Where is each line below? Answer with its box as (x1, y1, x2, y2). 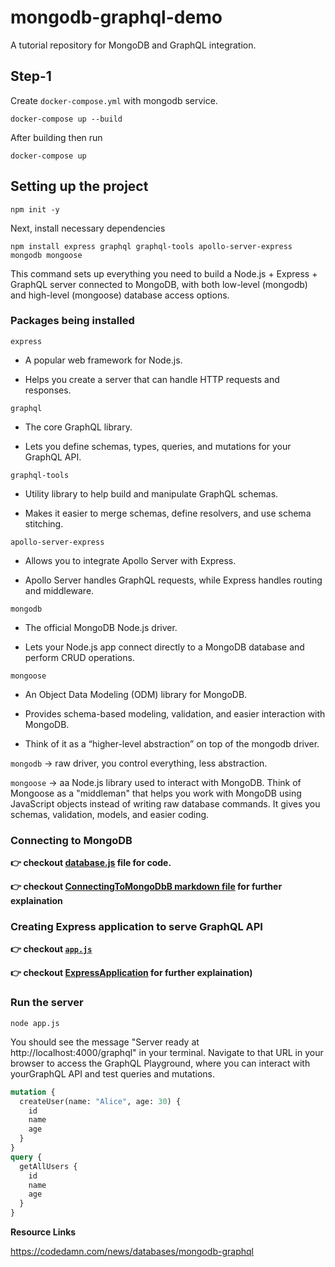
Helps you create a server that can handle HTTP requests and (24, 373, 280, 385)
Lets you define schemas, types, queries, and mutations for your (24, 440, 292, 452)
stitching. (24, 517, 64, 530)
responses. (24, 384, 72, 396)
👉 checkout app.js (10, 943, 93, 955)
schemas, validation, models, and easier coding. (10, 808, 210, 820)
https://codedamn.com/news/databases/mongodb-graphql (10, 1246, 254, 1257)
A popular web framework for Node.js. (24, 354, 183, 366)
